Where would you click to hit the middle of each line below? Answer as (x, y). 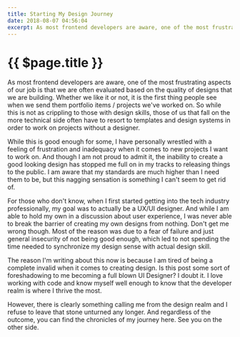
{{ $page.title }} (55, 62)
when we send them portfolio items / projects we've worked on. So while (114, 105)
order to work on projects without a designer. (74, 128)
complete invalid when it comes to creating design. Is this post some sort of (119, 268)
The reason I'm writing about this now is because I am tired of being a (110, 261)
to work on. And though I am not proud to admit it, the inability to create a (115, 157)
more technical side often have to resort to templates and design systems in (119, 120)
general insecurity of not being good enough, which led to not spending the (119, 239)
